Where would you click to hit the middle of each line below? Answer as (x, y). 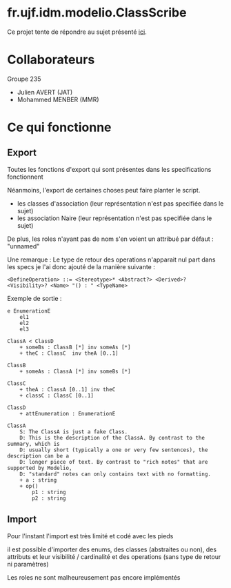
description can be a (38, 456)
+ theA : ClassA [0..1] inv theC (68, 389)
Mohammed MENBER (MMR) (58, 99)
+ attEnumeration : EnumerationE (68, 413)
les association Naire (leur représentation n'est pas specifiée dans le (114, 218)
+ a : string (38, 480)
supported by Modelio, (40, 468)
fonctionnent (25, 177)
